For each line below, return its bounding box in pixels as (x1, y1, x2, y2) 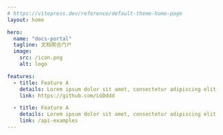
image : (13, 48, 32, 55)
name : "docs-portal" (13, 35, 72, 42)
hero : (7, 29, 23, 36)
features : (7, 73, 36, 79)
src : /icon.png (19, 54, 63, 62)
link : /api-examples (19, 117, 78, 124)
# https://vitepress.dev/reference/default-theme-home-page (7, 10, 183, 17)
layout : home (7, 16, 45, 23)
